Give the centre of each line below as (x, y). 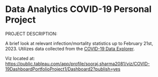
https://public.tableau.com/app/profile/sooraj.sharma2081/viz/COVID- (77, 63)
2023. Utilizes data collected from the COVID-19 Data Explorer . (70, 48)
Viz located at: (20, 58)
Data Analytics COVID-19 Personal (78, 9)
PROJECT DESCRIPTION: (31, 33)
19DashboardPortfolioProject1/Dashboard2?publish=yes (63, 69)
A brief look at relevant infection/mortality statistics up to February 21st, (79, 43)
